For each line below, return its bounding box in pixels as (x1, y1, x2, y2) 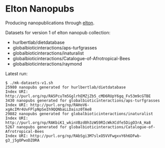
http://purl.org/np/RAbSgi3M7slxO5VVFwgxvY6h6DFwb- (30, 133, 142, 138)
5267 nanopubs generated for (5, 124, 67, 129)
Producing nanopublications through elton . (5, 20, 95, 26)
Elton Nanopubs (5, 3, 75, 15)
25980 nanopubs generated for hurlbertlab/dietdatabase (5, 84, 126, 90)
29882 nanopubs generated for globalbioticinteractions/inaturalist (5, 111, 153, 116)
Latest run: (5, 70, 28, 76)
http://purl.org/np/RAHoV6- (30, 102, 90, 108)
